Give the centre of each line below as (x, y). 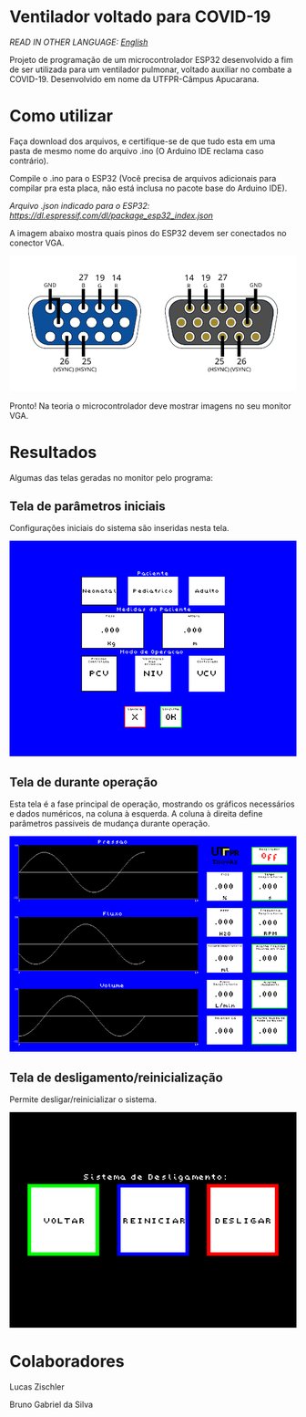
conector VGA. (37, 243)
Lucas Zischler (37, 1387)
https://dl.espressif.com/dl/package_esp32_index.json (112, 215)
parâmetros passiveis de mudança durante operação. (110, 824)
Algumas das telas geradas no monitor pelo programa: (112, 477)
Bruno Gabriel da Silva (51, 1404)
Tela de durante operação (83, 782)
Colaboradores (67, 1362)
